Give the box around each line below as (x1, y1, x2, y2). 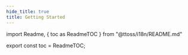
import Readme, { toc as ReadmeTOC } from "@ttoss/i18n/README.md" (6, 30, 183, 37)
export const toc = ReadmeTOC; (6, 42, 85, 49)
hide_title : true (6, 8, 50, 15)
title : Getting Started (6, 14, 66, 20)
